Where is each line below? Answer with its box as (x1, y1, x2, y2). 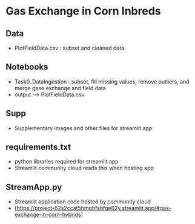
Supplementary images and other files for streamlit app (14, 124, 153, 131)
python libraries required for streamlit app (14, 158, 119, 165)
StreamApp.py (5, 182, 62, 192)
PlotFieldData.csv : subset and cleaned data (14, 44, 125, 51)
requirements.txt (5, 142, 71, 153)
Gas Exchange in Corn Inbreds (5, 4, 161, 18)
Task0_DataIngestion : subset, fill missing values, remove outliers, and (14, 77, 190, 85)
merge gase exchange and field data (14, 84, 107, 91)
